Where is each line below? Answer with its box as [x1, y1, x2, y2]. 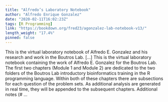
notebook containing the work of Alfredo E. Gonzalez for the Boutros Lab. [5, 59, 157, 65]
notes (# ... [5, 91, 28, 97]
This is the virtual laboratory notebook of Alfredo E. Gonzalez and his [5, 48, 148, 55]
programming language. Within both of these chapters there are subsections [5, 75, 163, 81]
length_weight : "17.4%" [5, 30, 55, 35]
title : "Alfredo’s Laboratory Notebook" [5, 7, 91, 12]
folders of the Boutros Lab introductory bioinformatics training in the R [5, 70, 150, 76]
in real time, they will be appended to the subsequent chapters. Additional [5, 86, 158, 92]
